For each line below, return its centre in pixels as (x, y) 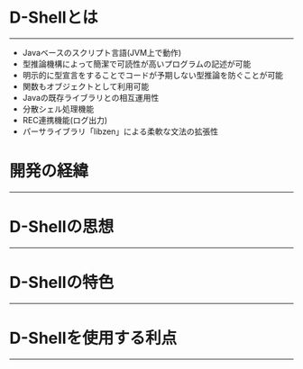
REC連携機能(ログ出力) (65, 120)
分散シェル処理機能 (58, 109)
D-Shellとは (54, 18)
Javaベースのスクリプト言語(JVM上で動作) (102, 52)
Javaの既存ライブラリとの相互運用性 (91, 97)
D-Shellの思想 (62, 227)
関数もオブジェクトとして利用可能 (86, 86)
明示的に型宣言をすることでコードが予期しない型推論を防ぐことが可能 (153, 75)
